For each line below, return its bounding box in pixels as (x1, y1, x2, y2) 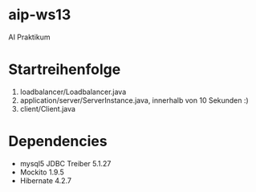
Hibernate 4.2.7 (19, 175, 72, 186)
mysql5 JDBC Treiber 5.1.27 (19, 158, 112, 168)
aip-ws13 (8, 6, 71, 24)
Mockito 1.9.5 (19, 167, 64, 177)
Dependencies (8, 133, 108, 150)
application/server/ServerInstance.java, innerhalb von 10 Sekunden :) (19, 95, 249, 105)
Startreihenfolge (8, 60, 121, 79)
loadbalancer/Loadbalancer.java (19, 87, 127, 96)
